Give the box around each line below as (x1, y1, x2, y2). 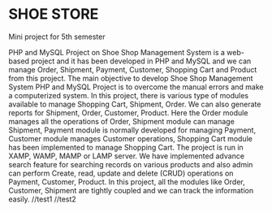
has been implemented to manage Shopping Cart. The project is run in (8, 142, 244, 152)
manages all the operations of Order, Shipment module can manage (8, 116, 235, 126)
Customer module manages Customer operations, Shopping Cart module (8, 133, 253, 143)
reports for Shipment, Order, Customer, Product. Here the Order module (8, 107, 248, 118)
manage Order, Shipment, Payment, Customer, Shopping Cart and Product (8, 64, 257, 74)
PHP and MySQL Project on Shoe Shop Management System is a (8, 47, 226, 57)
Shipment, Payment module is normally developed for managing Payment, (8, 125, 257, 135)
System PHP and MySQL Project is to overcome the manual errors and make (8, 82, 264, 92)
